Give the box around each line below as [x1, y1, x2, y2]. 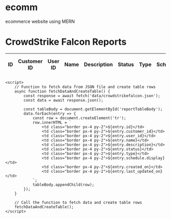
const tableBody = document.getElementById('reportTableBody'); [23, 106, 163, 112]
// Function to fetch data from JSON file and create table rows [14, 84, 156, 89]
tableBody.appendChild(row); [32, 182, 95, 187]
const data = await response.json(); [23, 98, 103, 103]
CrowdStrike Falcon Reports [5, 36, 127, 48]
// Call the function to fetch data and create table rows [14, 200, 142, 205]
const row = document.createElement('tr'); [32, 115, 126, 120]
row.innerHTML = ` [32, 120, 72, 125]
